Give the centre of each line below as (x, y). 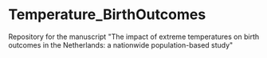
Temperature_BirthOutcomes (107, 15)
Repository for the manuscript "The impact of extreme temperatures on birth (134, 37)
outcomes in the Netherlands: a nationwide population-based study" (121, 44)
